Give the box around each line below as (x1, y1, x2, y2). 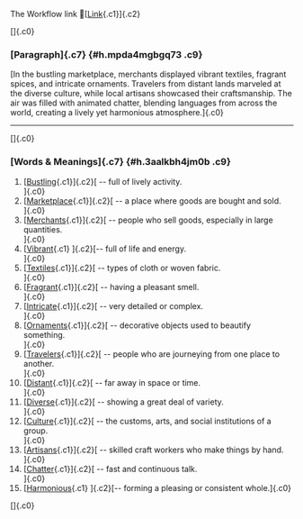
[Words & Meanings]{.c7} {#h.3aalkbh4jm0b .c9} (10, 156, 232, 168)
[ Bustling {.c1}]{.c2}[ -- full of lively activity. (22, 176, 183, 187)
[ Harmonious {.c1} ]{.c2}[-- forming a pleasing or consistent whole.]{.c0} (22, 482, 291, 493)
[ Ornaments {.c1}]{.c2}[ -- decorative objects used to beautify (22, 320, 251, 331)
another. (22, 358, 55, 369)
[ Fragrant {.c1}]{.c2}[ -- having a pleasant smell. (22, 281, 200, 292)
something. (22, 329, 66, 340)
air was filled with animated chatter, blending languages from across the (10, 97, 278, 108)
